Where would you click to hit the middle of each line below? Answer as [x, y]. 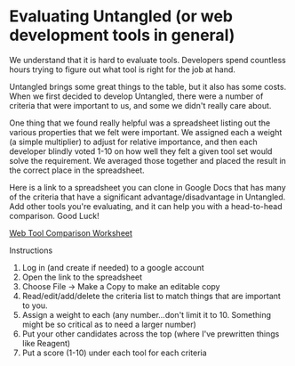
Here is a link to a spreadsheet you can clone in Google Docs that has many [147, 187]
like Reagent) [46, 343]
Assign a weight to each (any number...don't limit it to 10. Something [147, 314]
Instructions [31, 250]
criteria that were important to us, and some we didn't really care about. [140, 105]
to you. [35, 305]
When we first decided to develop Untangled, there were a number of [136, 96]
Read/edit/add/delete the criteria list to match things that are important [151, 296]
